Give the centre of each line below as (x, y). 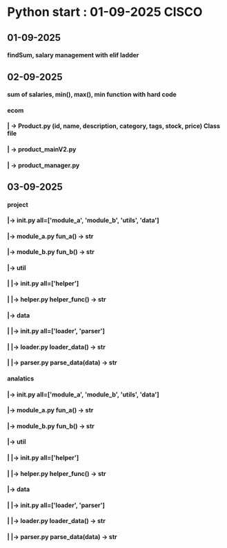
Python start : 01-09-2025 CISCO (105, 12)
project (18, 204)
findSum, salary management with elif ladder (73, 55)
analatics (21, 378)
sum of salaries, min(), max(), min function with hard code (92, 95)
